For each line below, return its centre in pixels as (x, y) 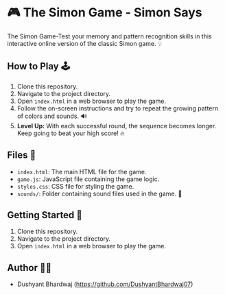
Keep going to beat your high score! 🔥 (71, 133)
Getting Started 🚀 (45, 215)
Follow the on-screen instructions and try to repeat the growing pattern (118, 108)
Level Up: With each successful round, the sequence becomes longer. (117, 126)
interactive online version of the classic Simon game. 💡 (85, 43)
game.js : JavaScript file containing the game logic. (88, 179)
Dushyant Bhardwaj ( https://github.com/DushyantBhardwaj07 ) (105, 284)
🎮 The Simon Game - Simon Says (105, 13)
